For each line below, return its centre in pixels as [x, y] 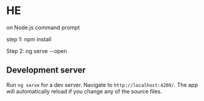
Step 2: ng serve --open [37, 51]
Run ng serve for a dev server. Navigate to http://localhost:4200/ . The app [102, 85]
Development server [46, 70]
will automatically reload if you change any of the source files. [84, 91]
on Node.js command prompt [43, 27]
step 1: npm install [29, 39]
